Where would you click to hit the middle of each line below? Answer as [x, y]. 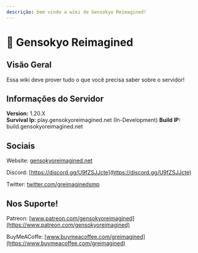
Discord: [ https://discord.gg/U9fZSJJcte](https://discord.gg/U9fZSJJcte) [99, 173]
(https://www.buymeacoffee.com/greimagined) [66, 243]
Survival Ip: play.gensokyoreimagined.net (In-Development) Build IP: [93, 120]
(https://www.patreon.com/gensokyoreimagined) [68, 225]
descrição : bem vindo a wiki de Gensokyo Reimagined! [77, 12]
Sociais [21, 145]
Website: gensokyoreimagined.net [50, 160]
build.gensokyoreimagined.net [45, 127]
